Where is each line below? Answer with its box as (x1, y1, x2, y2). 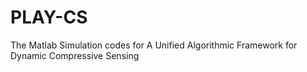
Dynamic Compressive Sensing (10, 49, 140, 61)
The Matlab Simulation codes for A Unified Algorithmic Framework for (10, 39, 298, 51)
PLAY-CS (10, 6, 88, 29)
